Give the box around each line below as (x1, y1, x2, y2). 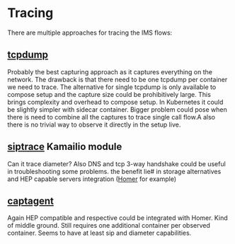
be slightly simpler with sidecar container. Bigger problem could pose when (7, 105, 228, 114)
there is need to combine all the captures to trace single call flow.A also (7, 112, 216, 121)
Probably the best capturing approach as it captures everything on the (7, 67, 212, 76)
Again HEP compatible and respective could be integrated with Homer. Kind (7, 214, 228, 222)
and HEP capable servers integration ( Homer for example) (7, 175, 177, 183)
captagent (7, 194, 55, 207)
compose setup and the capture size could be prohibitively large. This (7, 90, 211, 98)
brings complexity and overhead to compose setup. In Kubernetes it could (7, 98, 224, 106)
